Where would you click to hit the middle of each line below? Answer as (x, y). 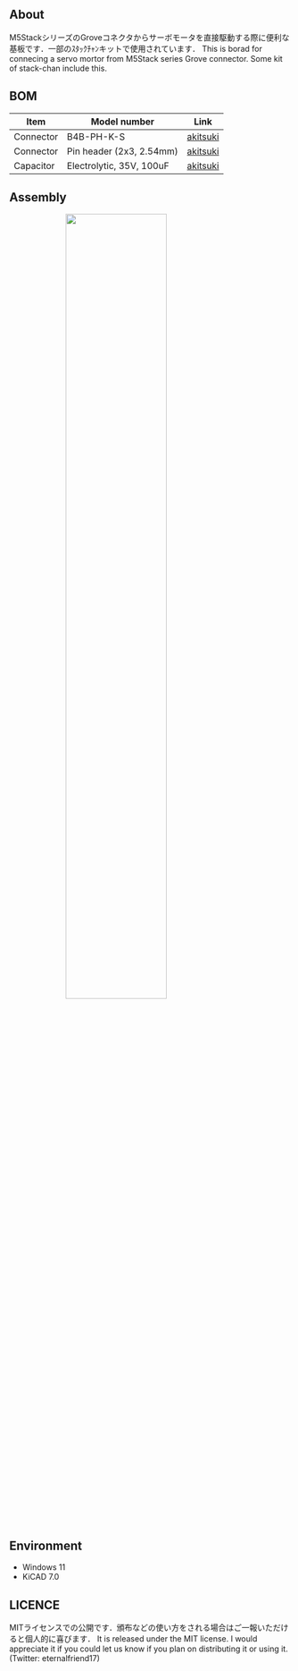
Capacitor (34, 165)
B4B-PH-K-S (96, 136)
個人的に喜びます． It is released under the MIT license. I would (141, 1639)
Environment (46, 1545)
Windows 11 (44, 1567)
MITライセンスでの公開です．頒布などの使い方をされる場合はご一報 (133, 1628)
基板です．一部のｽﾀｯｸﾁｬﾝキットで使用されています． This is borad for (136, 48)
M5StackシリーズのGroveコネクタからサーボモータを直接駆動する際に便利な (149, 37)
